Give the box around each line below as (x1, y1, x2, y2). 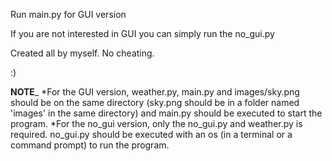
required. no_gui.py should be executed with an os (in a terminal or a (10, 129, 293, 140)
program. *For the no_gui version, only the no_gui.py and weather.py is (10, 118, 303, 129)
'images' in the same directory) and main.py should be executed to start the (10, 107, 323, 119)
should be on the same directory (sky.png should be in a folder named (10, 97, 300, 108)
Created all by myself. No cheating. (10, 47, 155, 59)
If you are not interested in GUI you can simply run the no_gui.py (10, 28, 275, 39)
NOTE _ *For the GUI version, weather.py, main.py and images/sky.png (10, 86, 300, 98)
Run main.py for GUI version (10, 9, 127, 20)
